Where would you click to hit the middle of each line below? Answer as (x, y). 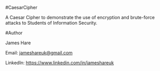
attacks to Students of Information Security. (51, 23)
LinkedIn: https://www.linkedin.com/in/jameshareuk (60, 63)
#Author (14, 33)
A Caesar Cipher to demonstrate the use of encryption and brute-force (80, 17)
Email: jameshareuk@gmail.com (39, 53)
